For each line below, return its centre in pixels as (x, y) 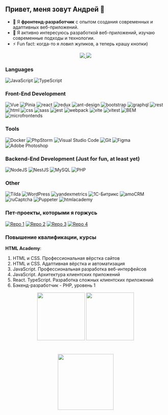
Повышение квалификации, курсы (51, 237)
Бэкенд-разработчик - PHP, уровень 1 (54, 285)
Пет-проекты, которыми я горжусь (51, 213)
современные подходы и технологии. (54, 38)
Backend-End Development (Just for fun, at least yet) (73, 159)
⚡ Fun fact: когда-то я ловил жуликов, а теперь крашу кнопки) (80, 43)
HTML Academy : (23, 248)
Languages (20, 69)
